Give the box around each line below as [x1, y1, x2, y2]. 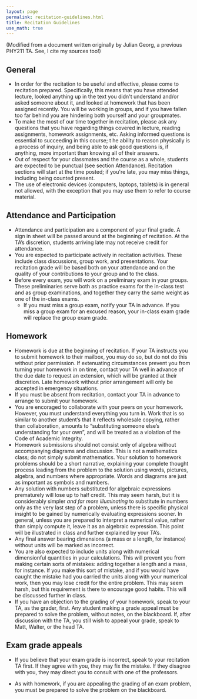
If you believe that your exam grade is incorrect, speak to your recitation [14, 656, 190, 663]
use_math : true [6, 25, 44, 31]
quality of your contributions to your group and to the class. [14, 270, 159, 277]
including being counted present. [14, 175, 95, 182]
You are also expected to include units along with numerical [14, 548, 159, 555]
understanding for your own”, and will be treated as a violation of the [14, 428, 181, 435]
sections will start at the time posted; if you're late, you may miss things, [14, 168, 190, 175]
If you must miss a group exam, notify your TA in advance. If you [23, 301, 180, 308]
